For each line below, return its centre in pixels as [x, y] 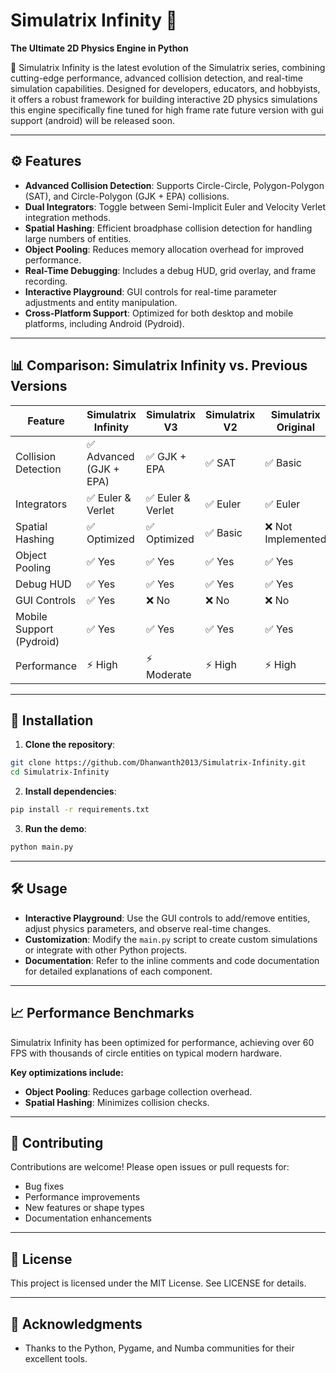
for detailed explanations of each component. [118, 971]
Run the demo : [55, 828]
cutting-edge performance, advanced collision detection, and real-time [157, 78]
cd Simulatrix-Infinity [60, 772]
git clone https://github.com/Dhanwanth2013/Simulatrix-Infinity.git [158, 763]
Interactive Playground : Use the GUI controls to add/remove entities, [167, 918]
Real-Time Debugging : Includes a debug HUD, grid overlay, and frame [170, 270]
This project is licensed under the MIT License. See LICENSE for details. [158, 1283]
